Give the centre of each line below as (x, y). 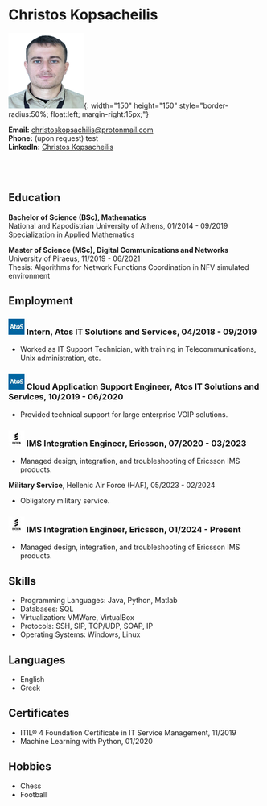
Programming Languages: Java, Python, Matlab (99, 601)
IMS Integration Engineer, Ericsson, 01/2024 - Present (133, 529)
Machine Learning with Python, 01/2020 (86, 741)
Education (35, 198)
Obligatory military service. (65, 501)
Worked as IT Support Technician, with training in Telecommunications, (138, 349)
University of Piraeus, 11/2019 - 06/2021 (74, 258)
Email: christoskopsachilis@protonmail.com (81, 130)
